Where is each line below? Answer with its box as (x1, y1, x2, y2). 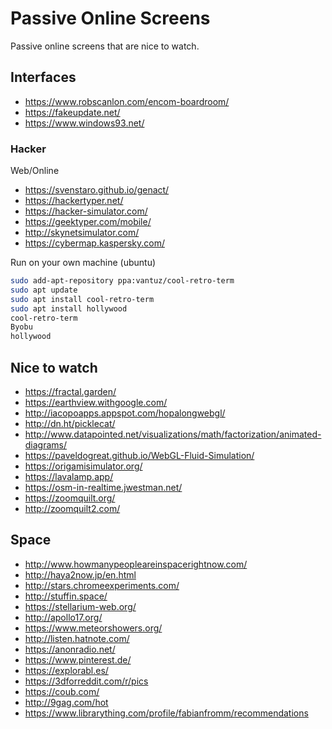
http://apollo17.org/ (24, 611, 103, 623)
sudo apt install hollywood (10, 303, 128, 314)
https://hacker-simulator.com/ (24, 205, 148, 217)
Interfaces (10, 69, 77, 86)
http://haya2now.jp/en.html (24, 568, 137, 581)
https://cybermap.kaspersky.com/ (24, 237, 165, 249)
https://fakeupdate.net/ (24, 106, 121, 118)
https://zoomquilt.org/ (24, 492, 116, 504)
